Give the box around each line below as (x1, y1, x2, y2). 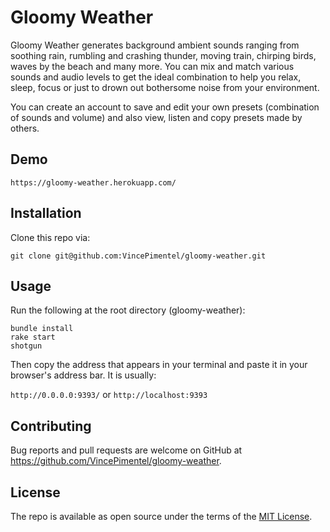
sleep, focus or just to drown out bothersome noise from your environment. (10, 81, 320, 93)
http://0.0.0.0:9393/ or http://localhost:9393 (10, 389, 208, 401)
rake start (10, 332, 56, 343)
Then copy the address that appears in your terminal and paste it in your (10, 359, 308, 371)
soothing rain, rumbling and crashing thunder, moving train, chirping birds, (10, 49, 317, 61)
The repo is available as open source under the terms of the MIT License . (10, 511, 313, 522)
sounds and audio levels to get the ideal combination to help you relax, (10, 71, 302, 83)
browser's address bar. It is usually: (10, 369, 157, 381)
